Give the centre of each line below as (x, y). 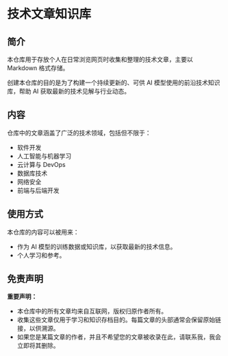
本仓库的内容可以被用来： (43, 232)
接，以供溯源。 (38, 329)
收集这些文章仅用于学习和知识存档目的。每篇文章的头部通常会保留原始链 (119, 320)
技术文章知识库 (49, 14)
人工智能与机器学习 (44, 156)
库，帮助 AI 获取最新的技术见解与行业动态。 (69, 91)
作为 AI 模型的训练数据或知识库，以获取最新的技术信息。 (97, 246)
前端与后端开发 (38, 190)
